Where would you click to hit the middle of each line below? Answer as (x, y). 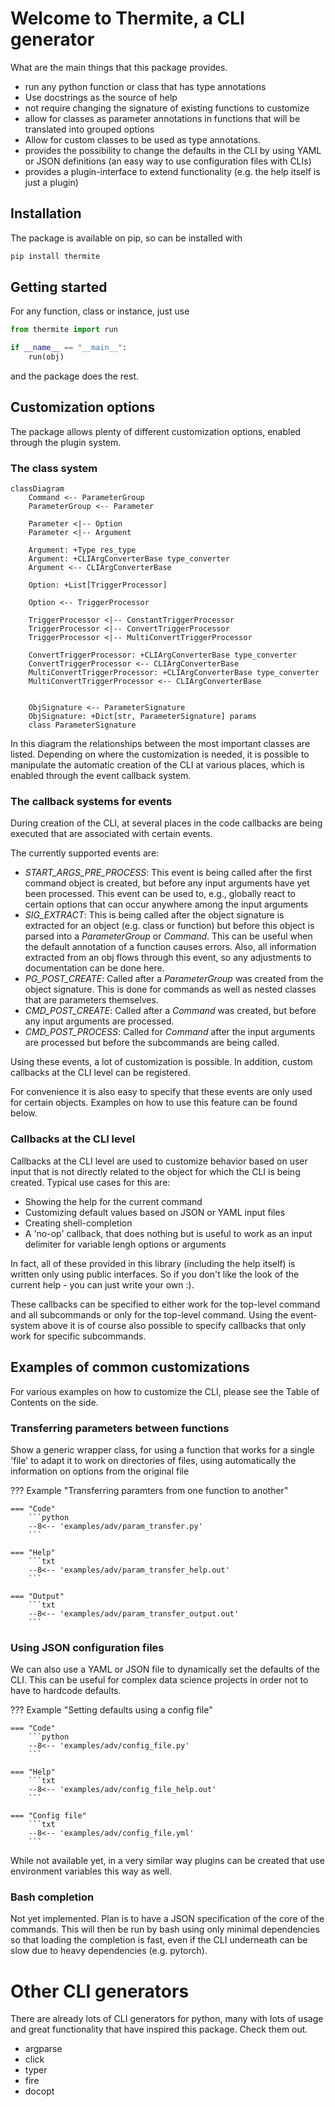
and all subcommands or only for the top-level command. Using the (149, 1314)
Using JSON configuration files (87, 1647)
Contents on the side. (54, 1402)
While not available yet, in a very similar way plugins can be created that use (167, 1861)
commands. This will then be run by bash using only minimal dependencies (165, 1929)
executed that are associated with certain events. (111, 834)
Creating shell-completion (78, 1223)
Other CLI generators (100, 1991)
